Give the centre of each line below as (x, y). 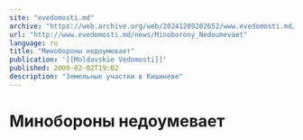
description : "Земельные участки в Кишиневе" (96, 77)
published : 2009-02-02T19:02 (64, 69)
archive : (26, 26)
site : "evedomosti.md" (52, 18)
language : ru (34, 43)
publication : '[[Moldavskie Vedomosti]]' (88, 60)
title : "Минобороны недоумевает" (72, 51)
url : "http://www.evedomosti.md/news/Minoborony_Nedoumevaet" (129, 34)
